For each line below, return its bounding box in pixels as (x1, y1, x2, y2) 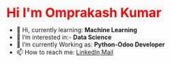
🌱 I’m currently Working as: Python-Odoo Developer (16, 40, 165, 49)
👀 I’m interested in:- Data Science (16, 33, 112, 41)
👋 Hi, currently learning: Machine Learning (16, 26, 137, 34)
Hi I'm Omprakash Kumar (6, 5, 162, 21)
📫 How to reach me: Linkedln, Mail (16, 48, 114, 56)
